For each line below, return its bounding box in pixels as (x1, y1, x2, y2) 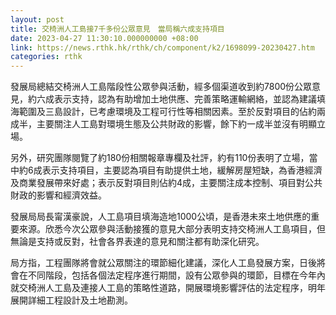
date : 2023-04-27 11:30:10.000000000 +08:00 (10, 33, 199, 43)
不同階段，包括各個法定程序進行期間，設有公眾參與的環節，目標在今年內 (27, 269, 326, 281)
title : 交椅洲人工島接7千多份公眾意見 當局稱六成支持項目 (10, 24, 225, 34)
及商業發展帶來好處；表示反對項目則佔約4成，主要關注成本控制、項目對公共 (10, 177, 323, 189)
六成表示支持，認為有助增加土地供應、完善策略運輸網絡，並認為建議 (36, 93, 317, 105)
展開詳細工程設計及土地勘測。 (10, 294, 133, 306)
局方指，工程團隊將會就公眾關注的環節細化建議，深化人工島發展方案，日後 (10, 257, 317, 269)
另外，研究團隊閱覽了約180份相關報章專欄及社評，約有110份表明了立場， (10, 152, 310, 164)
